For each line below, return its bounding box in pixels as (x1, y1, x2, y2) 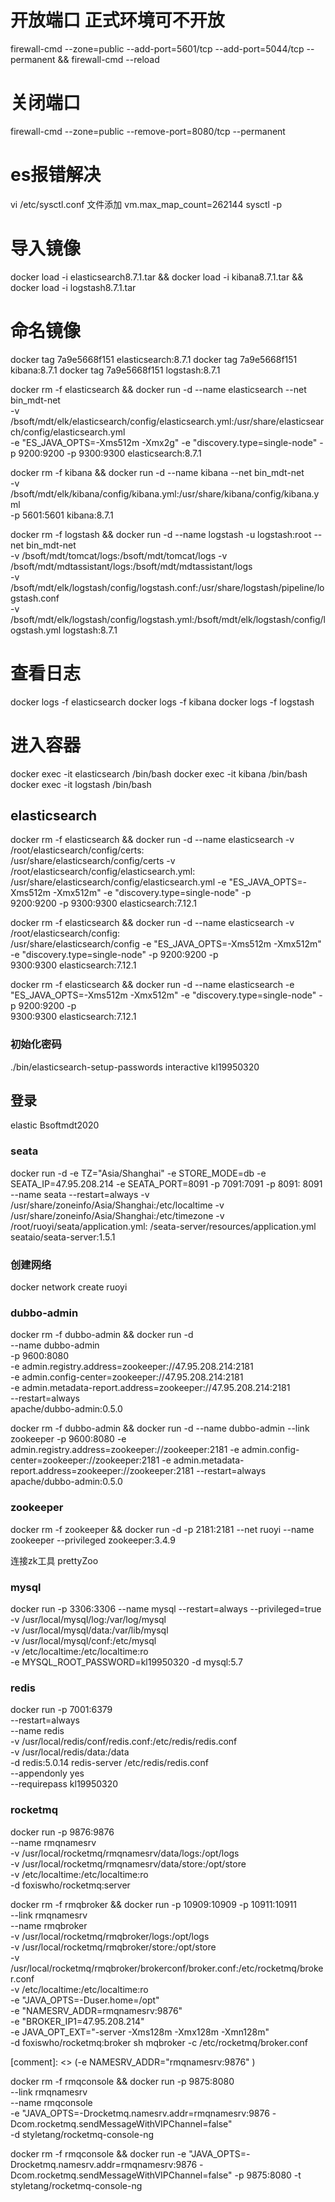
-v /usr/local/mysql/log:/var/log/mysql (10, 1613, 167, 1625)
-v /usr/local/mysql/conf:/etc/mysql (10, 1634, 157, 1646)
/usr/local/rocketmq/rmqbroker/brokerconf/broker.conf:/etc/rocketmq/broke (10, 1962, 324, 1974)
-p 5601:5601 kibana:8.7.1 (10, 509, 114, 521)
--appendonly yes (10, 1767, 85, 1780)
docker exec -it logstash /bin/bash (10, 778, 152, 790)
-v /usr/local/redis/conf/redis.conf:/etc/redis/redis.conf (10, 1736, 238, 1748)
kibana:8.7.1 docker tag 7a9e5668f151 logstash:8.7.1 (10, 364, 221, 376)
